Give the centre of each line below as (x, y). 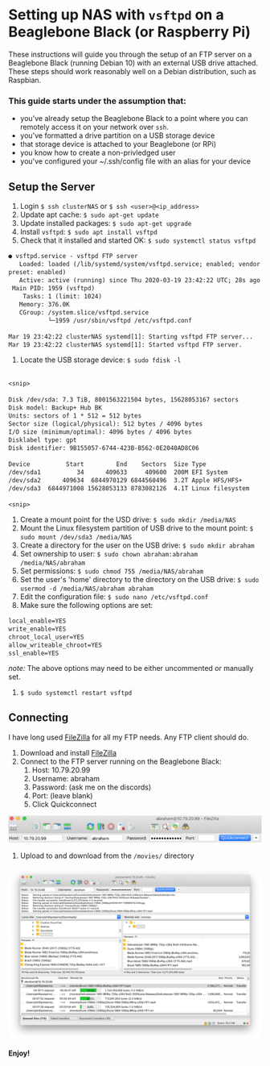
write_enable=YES (37, 629)
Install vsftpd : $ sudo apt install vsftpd (89, 232)
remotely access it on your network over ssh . (94, 127)
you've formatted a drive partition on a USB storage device (117, 135)
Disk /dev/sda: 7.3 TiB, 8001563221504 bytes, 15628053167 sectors (124, 400)
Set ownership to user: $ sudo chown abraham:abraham (109, 554)
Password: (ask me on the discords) (92, 787)
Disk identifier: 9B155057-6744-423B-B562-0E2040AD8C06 (104, 448)
